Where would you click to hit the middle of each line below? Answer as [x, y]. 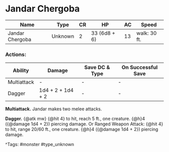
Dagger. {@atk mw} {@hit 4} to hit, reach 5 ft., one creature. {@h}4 [75, 119]
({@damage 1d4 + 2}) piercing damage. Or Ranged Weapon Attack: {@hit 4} [84, 124]
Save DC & [97, 67]
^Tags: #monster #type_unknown [40, 144]
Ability [21, 71]
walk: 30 [147, 33]
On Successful [140, 67]
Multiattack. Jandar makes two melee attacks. [54, 109]
